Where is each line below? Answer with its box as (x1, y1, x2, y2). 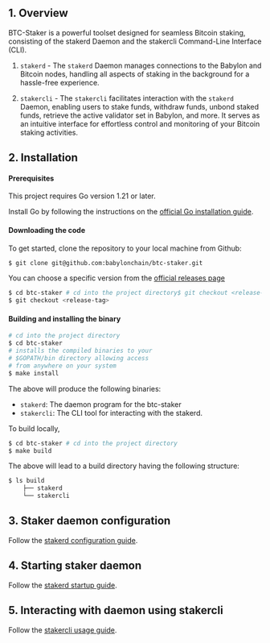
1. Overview (8, 6, 68, 20)
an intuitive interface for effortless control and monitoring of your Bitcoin (19, 118, 260, 128)
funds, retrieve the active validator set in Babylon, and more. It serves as (19, 110, 260, 120)
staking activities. (19, 127, 79, 137)
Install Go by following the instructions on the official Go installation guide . (8, 207, 254, 217)
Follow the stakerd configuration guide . (8, 535, 138, 545)
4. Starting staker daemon (8, 559, 142, 573)
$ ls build (8, 477, 45, 485)
